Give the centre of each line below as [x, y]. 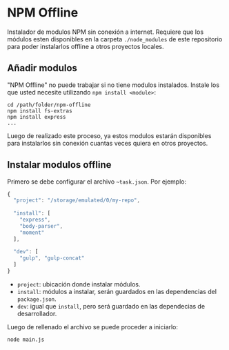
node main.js [26, 340]
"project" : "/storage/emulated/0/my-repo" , [77, 201]
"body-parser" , [41, 226]
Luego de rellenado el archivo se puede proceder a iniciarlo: [92, 327]
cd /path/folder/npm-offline [49, 105]
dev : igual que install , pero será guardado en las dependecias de [111, 306]
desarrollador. [37, 313]
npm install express [37, 117]
